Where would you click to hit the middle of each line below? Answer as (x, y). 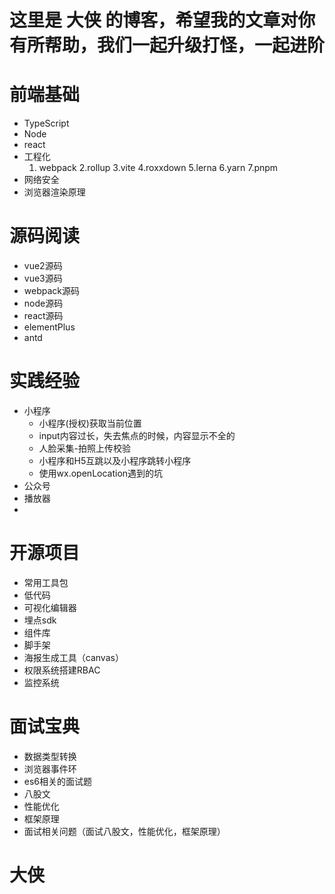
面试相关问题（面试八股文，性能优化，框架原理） (124, 831)
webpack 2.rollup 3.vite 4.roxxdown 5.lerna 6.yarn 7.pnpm (158, 168)
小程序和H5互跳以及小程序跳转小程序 (115, 460)
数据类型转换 (50, 756)
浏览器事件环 (50, 768)
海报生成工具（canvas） (73, 657)
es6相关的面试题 (58, 781)
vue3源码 (43, 278)
